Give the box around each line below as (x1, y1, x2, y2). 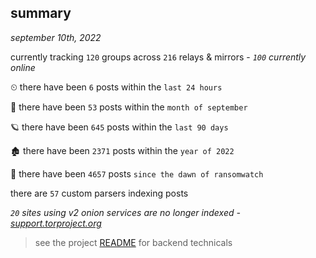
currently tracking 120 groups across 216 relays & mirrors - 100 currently (10, 51, 307, 63)
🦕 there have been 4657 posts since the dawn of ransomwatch (10, 167, 264, 180)
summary (10, 5, 72, 22)
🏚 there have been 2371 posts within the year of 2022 (10, 144, 235, 156)
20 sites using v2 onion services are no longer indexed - (10, 206, 241, 218)
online (10, 61, 36, 73)
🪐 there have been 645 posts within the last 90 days (10, 121, 229, 133)
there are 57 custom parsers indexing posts (10, 187, 189, 199)
